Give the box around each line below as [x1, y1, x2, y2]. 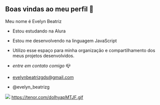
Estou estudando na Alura [12, 28, 66, 34]
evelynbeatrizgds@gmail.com [12, 74, 74, 80]
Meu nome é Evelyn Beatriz [5, 18, 62, 24]
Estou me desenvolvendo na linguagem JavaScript [12, 37, 117, 43]
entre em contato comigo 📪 [12, 62, 71, 68]
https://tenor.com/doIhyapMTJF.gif [11, 94, 83, 100]
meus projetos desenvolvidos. [12, 52, 74, 58]
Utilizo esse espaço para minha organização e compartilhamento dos [12, 47, 155, 53]
